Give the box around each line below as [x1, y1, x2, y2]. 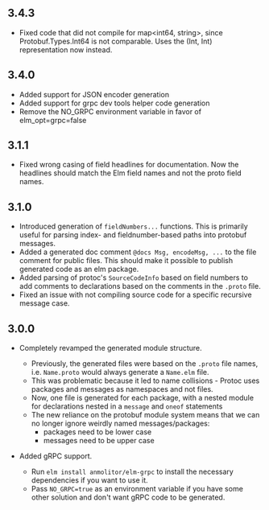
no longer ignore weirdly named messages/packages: [31, 418, 210, 429]
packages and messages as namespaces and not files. [31, 385, 214, 394]
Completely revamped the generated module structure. [19, 343, 202, 353]
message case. [19, 298, 70, 308]
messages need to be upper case [43, 436, 155, 446]
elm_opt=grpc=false [19, 115, 87, 125]
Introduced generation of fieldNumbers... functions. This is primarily [19, 221, 249, 232]
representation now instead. [19, 44, 113, 55]
